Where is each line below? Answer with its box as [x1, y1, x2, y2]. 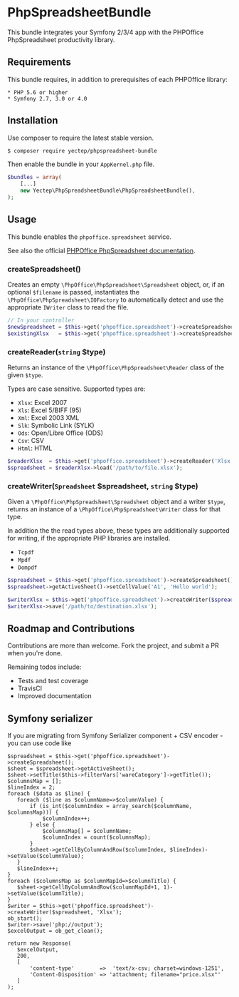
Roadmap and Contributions [7, 622, 135, 635]
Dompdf [17, 564, 38, 571]
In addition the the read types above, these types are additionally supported [7, 526, 230, 535]
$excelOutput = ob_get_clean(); [7, 928, 103, 935]
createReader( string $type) [7, 347, 106, 357]
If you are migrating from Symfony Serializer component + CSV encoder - [7, 732, 223, 740]
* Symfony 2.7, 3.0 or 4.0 [7, 95, 87, 102]
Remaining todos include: [7, 663, 82, 671]
